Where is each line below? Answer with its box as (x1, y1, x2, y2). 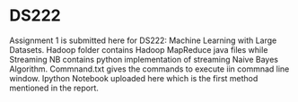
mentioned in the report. (9, 82, 99, 93)
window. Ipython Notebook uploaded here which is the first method (9, 72, 259, 83)
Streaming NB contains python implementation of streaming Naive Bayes (9, 54, 279, 64)
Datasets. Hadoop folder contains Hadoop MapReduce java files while (9, 44, 268, 55)
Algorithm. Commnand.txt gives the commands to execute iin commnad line (9, 64, 290, 74)
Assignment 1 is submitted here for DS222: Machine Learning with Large (9, 35, 277, 46)
